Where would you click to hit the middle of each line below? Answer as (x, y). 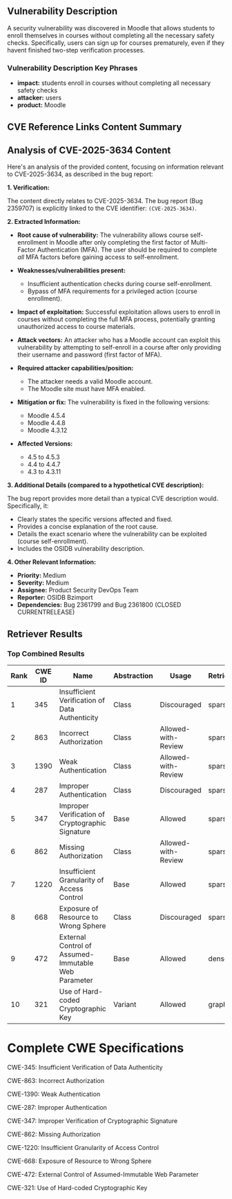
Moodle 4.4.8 (46, 423)
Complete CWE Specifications (96, 1048)
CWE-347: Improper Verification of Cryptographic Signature (93, 1121)
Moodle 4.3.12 (47, 431)
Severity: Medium (43, 583)
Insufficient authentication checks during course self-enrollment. (120, 284)
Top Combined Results (46, 654)
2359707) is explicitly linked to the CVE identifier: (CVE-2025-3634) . (102, 208)
